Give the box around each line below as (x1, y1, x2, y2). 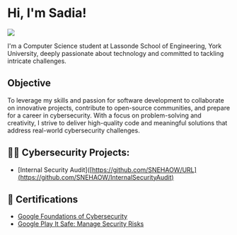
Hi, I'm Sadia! (7, 5, 87, 21)
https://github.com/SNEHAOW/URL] (91, 165, 197, 174)
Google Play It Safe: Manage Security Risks (17, 219, 144, 228)
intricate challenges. (7, 57, 67, 65)
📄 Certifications (7, 193, 79, 205)
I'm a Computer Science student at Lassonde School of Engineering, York (7, 41, 222, 50)
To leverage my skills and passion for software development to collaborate (7, 96, 224, 104)
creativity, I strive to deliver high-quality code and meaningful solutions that (7, 118, 228, 127)
